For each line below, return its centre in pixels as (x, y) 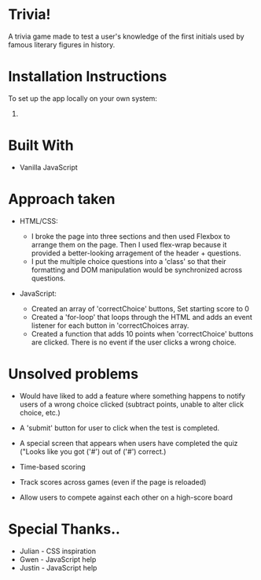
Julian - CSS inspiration (58, 551)
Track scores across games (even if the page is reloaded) (113, 481)
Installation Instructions (88, 77)
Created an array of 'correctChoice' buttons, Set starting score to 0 (140, 308)
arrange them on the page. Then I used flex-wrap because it (129, 244)
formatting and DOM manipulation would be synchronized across (136, 270)
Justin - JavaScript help (58, 567)
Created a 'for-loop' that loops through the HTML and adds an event (142, 317)
